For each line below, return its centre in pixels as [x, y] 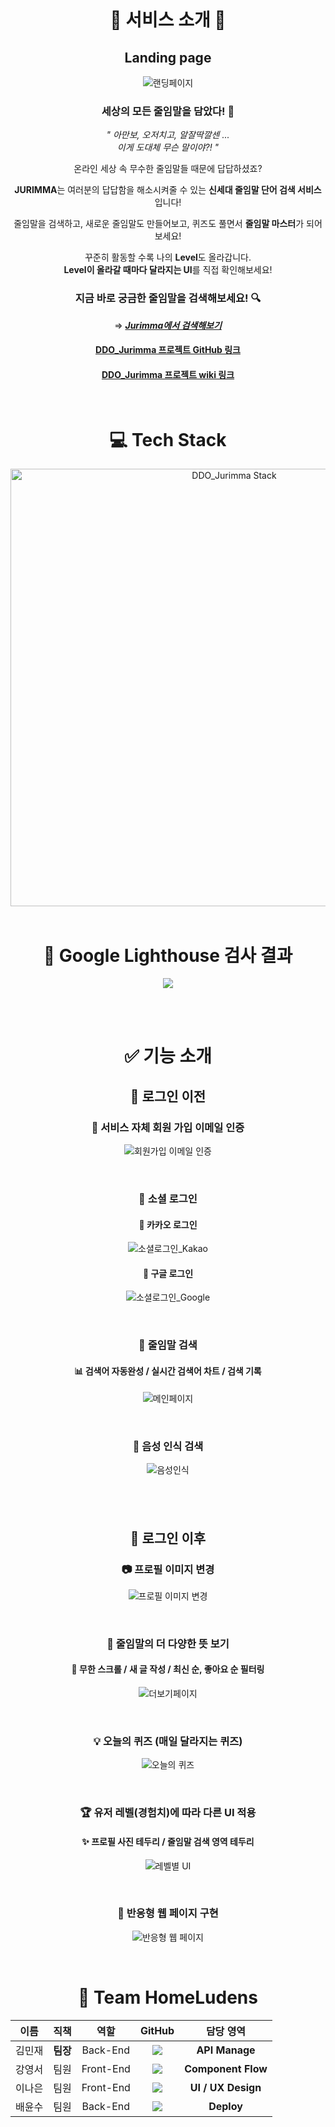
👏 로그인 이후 [168, 1538]
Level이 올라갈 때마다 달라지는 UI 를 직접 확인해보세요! [168, 270]
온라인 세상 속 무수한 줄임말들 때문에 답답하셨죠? [168, 169]
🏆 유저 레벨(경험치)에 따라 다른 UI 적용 [168, 1813]
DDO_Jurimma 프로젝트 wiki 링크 [168, 374]
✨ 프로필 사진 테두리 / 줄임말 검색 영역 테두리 [168, 1841]
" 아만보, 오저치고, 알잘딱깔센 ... [168, 135]
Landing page [168, 57]
